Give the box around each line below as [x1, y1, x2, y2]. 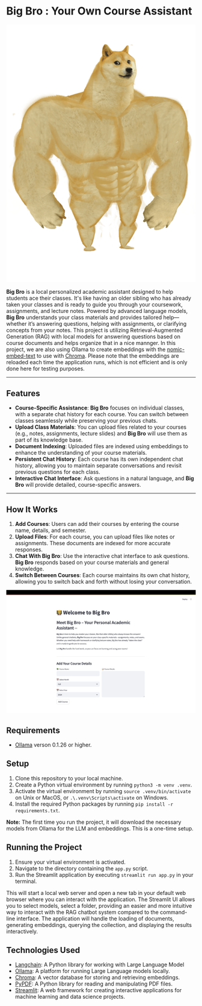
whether [6, 320, 27, 327]
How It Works [6, 504, 58, 514]
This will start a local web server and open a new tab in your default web [6, 889, 186, 896]
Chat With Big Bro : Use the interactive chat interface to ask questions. [14, 552, 189, 559]
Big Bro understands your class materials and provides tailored [6, 314, 162, 321]
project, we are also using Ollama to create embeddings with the [6, 346, 166, 353]
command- [160, 908, 188, 916]
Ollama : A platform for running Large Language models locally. [14, 967, 170, 975]
